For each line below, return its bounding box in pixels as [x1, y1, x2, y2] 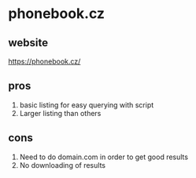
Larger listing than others [19, 108, 102, 118]
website [8, 36, 49, 49]
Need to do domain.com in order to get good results [19, 152, 189, 162]
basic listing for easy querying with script [19, 100, 154, 110]
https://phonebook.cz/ [8, 56, 81, 66]
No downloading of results [19, 160, 106, 169]
